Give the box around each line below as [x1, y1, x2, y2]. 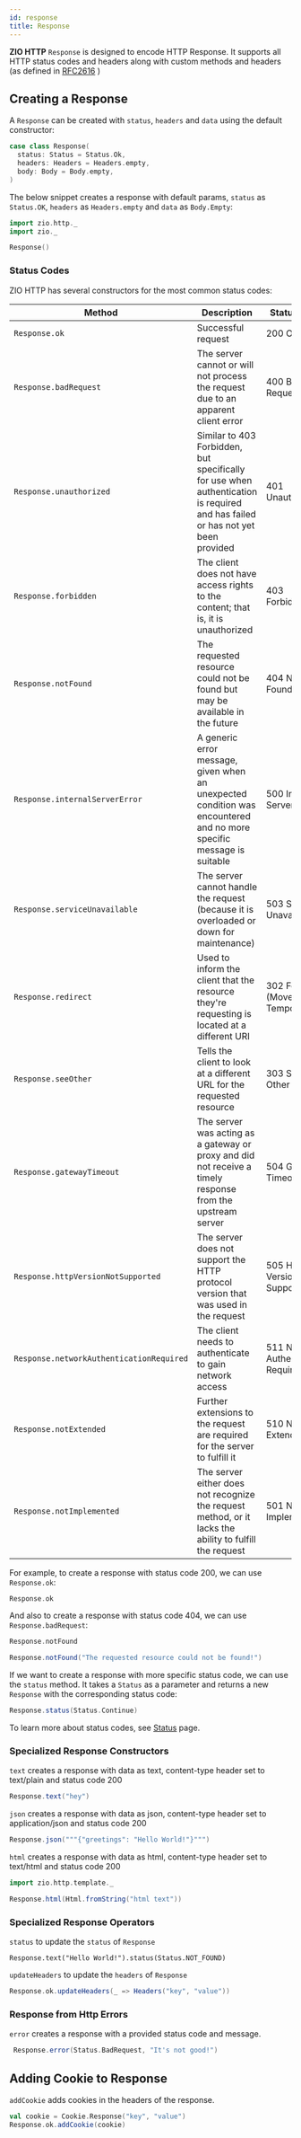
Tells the [196, 1044, 233, 1056]
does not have [196, 567, 257, 579]
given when [196, 764, 246, 777]
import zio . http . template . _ [9, 1878, 115, 1887]
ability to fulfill [196, 1533, 257, 1545]
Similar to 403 [196, 428, 257, 441]
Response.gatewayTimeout [13, 1167, 120, 1177]
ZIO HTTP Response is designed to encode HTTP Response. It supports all [9, 46, 281, 57]
